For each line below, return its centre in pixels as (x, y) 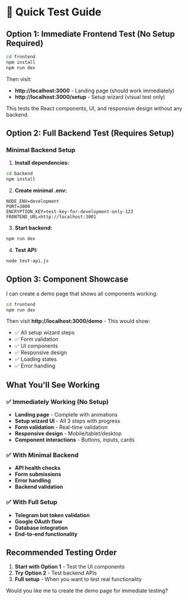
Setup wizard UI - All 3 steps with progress (67, 421)
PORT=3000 (18, 207)
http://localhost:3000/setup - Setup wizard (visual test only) (90, 96)
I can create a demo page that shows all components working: (82, 293)
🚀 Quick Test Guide (54, 12)
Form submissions (38, 474)
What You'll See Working (53, 385)
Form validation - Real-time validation (61, 427)
